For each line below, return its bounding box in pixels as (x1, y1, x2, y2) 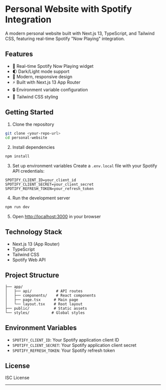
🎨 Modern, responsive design (12, 73, 73, 80)
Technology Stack (5, 228, 62, 236)
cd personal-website (5, 135, 48, 141)
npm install (5, 154, 30, 159)
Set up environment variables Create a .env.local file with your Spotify (12, 163, 157, 169)
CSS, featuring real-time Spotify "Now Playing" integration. (5, 36, 125, 42)
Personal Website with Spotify (5, 3, 132, 15)
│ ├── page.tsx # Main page (5, 297, 79, 302)
